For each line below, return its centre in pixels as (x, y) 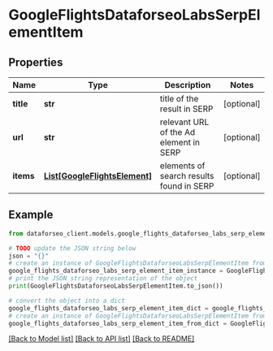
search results (187, 176)
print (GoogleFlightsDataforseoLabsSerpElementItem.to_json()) (116, 286)
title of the (179, 99)
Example (31, 215)
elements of (182, 166)
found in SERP (187, 186)
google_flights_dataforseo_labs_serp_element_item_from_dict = (118, 323)
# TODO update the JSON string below (72, 248)
